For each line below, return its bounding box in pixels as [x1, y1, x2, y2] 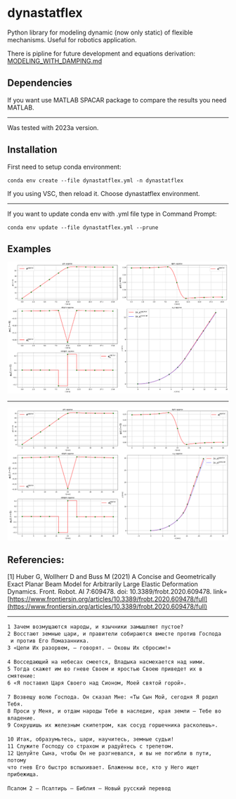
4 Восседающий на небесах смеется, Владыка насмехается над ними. [7, 658, 206, 665]
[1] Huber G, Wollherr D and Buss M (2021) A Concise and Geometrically [7, 573, 216, 581]
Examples [7, 242, 51, 254]
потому [7, 757, 27, 764]
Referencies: [7, 554, 65, 566]
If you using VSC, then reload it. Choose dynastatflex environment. [7, 189, 200, 197]
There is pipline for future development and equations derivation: [7, 49, 195, 58]
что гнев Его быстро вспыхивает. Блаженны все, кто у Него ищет [7, 764, 199, 771]
